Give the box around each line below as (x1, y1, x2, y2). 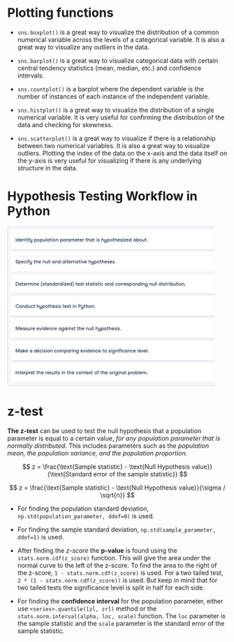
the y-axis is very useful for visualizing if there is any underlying (17, 156, 202, 165)
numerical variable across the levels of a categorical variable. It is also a (17, 35, 225, 43)
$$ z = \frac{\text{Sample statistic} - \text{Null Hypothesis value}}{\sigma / (9, 483, 226, 492)
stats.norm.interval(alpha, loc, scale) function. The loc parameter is (17, 611, 226, 620)
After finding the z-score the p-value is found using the (17, 546, 177, 555)
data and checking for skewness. (17, 120, 113, 129)
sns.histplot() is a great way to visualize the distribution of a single (17, 105, 214, 114)
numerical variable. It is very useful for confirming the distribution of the (17, 113, 225, 122)
